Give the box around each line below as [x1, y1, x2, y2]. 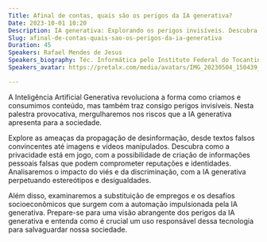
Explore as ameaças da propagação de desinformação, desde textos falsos [8, 133, 256, 142]
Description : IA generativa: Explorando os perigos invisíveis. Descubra [8, 26, 258, 34]
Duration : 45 [8, 41, 52, 49]
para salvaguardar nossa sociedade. [8, 224, 128, 234]
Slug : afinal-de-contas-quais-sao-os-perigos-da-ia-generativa [8, 33, 222, 42]
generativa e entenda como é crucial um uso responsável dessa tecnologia [8, 216, 254, 225]
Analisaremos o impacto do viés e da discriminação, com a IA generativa [8, 166, 246, 176]
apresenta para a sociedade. [8, 117, 102, 127]
